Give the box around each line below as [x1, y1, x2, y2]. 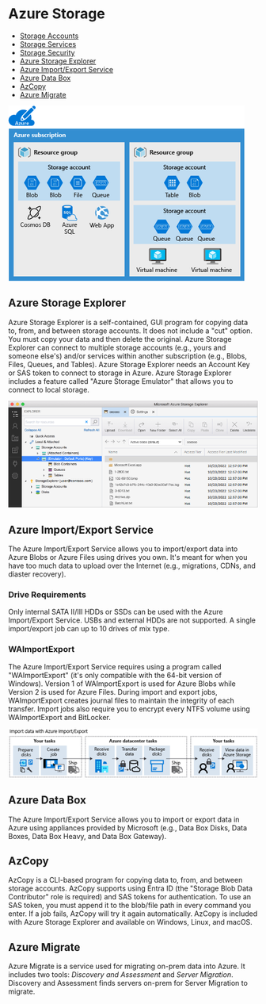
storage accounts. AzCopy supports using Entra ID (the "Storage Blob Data [8, 883, 253, 893]
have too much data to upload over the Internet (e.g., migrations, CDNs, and [8, 561, 256, 571]
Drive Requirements [8, 589, 87, 600]
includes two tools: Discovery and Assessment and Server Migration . [8, 970, 234, 979]
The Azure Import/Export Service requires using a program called [8, 661, 222, 671]
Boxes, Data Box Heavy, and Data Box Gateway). [8, 831, 167, 841]
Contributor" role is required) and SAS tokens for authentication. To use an [8, 892, 252, 902]
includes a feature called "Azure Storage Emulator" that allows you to [8, 376, 234, 385]
